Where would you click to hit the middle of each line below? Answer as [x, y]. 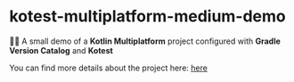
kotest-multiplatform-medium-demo [148, 16]
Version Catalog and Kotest [61, 50]
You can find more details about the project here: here [108, 68]
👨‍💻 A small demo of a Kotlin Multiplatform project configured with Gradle [145, 41]
